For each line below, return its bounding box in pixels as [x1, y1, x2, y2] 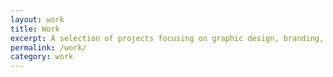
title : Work [10, 24, 60, 34]
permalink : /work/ [10, 42, 87, 53]
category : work [10, 52, 74, 62]
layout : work [10, 14, 65, 25]
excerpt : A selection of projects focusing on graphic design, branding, [10, 33, 325, 43]
